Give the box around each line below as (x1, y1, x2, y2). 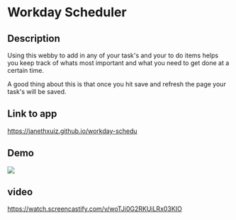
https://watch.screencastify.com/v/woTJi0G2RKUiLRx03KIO (7, 204, 182, 213)
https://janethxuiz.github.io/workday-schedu (7, 127, 137, 135)
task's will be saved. (7, 88, 67, 95)
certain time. (7, 66, 45, 74)
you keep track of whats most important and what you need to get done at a (7, 59, 230, 67)
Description (7, 33, 60, 45)
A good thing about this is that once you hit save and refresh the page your (7, 80, 227, 88)
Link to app (7, 108, 57, 120)
